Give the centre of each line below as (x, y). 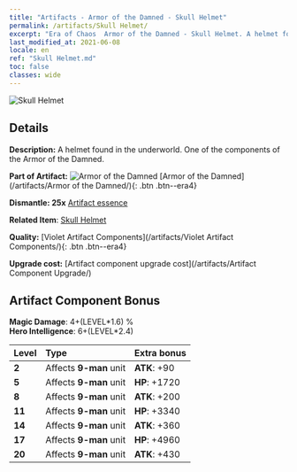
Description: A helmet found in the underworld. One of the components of (145, 149)
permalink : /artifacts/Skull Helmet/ (79, 26)
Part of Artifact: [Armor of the (109, 176)
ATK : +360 (157, 426)
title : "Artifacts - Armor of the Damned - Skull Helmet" (118, 17)
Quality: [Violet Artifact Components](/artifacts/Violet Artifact (122, 236)
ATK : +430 (157, 454)
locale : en (29, 50)
